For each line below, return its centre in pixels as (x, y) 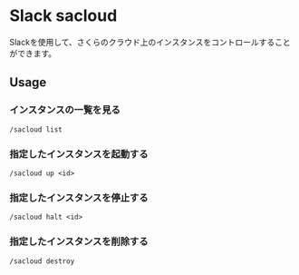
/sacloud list (36, 129)
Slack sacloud (63, 16)
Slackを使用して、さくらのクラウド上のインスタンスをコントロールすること (150, 42)
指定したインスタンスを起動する (79, 153)
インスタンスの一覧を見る (65, 110)
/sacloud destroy (42, 261)
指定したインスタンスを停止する (79, 198)
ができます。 (33, 53)
